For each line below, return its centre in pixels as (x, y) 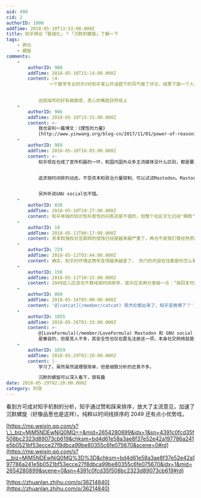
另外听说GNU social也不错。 (69, 194)
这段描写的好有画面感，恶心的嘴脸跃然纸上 (83, 101)
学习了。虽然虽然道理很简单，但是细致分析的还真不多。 (96, 367)
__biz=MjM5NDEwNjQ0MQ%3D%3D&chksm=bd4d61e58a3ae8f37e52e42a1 (100, 458)
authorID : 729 (45, 250)
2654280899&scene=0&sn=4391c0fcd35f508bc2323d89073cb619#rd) (95, 470)
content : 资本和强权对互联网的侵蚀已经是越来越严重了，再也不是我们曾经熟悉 (111, 239)
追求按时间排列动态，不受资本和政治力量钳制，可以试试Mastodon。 (109, 178)
